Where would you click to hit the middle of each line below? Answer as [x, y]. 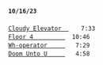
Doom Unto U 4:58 [49, 54]
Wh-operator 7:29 [49, 46]
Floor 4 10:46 [49, 37]
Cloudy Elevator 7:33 [52, 29]
